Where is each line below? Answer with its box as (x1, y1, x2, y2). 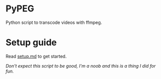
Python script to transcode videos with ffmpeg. (5, 19, 102, 25)
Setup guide (5, 37, 57, 48)
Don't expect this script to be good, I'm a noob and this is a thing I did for (5, 63, 156, 69)
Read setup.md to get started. (5, 53, 67, 59)
